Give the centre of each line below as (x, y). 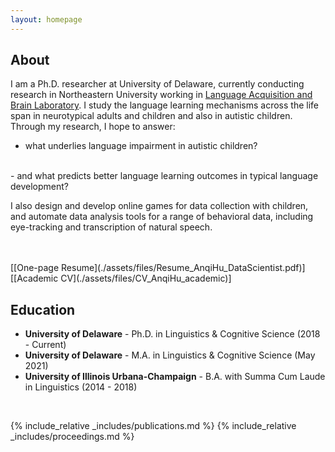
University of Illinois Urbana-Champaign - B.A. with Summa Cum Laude (175, 377)
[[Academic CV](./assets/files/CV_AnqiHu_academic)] (121, 278)
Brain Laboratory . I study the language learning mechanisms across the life (164, 105)
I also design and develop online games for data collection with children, (159, 206)
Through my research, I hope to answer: (93, 127)
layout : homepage (46, 19)
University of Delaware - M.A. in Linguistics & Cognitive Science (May (170, 355)
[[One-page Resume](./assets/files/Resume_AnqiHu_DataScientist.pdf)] (158, 268)
